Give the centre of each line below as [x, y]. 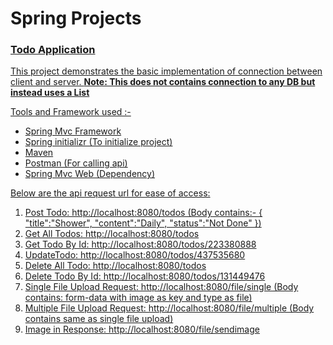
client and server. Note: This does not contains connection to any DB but [163, 82]
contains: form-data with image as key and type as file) [138, 298]
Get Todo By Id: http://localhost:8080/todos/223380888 [140, 244]
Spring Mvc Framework [73, 131]
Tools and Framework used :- [71, 112]
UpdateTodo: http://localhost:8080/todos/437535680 [135, 255]
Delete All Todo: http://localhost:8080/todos [115, 266]
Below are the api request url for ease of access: [110, 193]
